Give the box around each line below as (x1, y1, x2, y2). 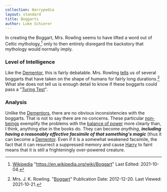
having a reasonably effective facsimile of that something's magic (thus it (5, 131, 162, 137)
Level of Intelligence (5, 58, 55, 65)
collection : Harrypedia (5, 7, 55, 12)
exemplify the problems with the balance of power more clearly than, (20, 121, 162, 127)
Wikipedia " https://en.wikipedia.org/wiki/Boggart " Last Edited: (12, 161, 140, 167)
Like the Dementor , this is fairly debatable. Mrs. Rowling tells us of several (5, 70, 157, 76)
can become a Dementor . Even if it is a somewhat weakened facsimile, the (5, 136, 158, 142)
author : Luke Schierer (5, 21, 52, 26)
